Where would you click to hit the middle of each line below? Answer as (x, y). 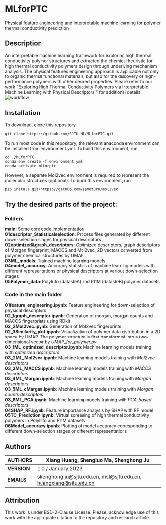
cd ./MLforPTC (20, 157)
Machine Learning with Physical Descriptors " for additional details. (74, 92)
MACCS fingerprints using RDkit (38, 321)
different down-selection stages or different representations (66, 431)
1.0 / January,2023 (60, 469)
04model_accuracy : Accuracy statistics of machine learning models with (80, 266)
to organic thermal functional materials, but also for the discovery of (74, 76)
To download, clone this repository (40, 125)
